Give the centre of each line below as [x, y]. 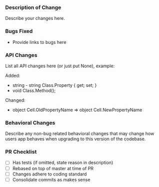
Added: [13, 75]
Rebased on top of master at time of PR [53, 168]
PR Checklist [21, 152]
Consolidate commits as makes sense [51, 180]
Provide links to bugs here [39, 42]
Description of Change [33, 7]
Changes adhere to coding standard [49, 174]
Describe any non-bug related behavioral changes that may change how [80, 134]
